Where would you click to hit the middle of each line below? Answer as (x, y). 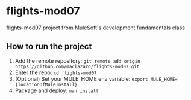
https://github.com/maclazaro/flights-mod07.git (77, 66)
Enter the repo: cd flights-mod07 (56, 72)
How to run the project (49, 46)
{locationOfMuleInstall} (46, 84)
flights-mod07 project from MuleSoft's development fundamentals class (96, 28)
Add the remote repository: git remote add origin (77, 60)
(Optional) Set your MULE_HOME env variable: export (82, 78)
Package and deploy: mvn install (57, 90)
